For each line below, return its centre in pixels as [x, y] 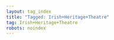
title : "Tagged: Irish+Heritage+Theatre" [58, 17]
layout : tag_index [29, 11]
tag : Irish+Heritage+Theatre [42, 22]
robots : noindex [26, 28]
